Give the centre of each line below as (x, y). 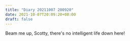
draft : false (19, 19)
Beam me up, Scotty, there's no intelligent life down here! (65, 33)
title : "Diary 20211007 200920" (39, 10)
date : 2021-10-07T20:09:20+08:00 (41, 14)
